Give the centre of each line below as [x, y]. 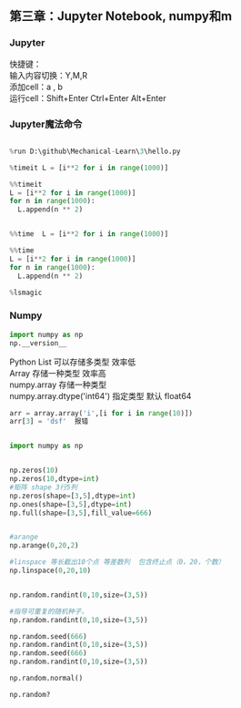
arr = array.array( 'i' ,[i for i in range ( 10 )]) [101, 413]
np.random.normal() [46, 678]
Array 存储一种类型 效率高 [58, 373]
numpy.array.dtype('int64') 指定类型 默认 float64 [100, 395]
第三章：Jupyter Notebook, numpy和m [121, 16]
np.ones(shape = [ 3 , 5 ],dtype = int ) [70, 504]
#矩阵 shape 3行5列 [44, 487]
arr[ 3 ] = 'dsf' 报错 [49, 422]
